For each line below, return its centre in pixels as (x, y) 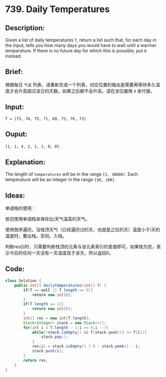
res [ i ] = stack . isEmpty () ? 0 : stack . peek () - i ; (86, 346)
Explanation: (25, 162)
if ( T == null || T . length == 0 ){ (58, 290)
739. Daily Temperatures (57, 9)
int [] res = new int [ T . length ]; (57, 318)
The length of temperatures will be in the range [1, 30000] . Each (71, 174)
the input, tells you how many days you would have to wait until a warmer (81, 45)
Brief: (14, 72)
